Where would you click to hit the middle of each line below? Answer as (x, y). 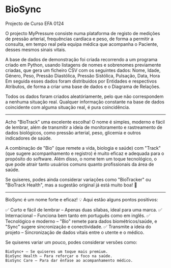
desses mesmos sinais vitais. (36, 49)
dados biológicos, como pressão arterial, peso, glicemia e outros (73, 132)
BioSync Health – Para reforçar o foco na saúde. (59, 256)
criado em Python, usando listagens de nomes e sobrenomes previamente (83, 65)
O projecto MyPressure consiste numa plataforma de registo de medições (83, 33)
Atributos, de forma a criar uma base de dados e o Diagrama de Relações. (83, 86)
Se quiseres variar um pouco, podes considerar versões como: (71, 242)
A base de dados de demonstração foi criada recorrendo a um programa (81, 59)
